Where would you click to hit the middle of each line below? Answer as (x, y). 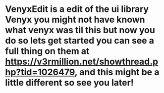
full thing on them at (47, 51)
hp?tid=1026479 (40, 72)
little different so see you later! (69, 83)
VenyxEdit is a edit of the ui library (77, 9)
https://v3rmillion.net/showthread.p (82, 62)
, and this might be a (117, 72)
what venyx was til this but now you (80, 30)
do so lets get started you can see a (80, 41)
